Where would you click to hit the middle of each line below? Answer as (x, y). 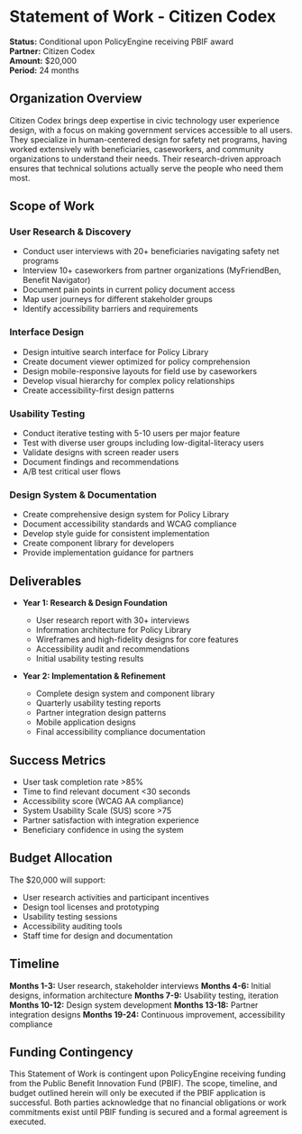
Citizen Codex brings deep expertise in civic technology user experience (144, 120)
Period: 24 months (44, 70)
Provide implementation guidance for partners (108, 553)
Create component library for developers (98, 544)
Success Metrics (58, 760)
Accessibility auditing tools (73, 926)
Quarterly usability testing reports (98, 703)
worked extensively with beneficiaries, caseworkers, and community (137, 149)
